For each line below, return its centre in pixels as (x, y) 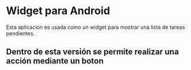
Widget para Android (58, 11)
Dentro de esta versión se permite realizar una (93, 52)
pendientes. (21, 33)
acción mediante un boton (55, 61)
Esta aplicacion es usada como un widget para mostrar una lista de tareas (95, 27)
